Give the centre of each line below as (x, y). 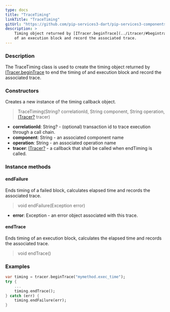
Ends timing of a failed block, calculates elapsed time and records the (78, 190)
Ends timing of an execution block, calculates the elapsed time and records (83, 238)
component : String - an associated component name (68, 138)
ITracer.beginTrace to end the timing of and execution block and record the (83, 72)
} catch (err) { (22, 296)
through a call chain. (34, 132)
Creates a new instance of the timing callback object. (61, 102)
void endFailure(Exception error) (51, 205)
